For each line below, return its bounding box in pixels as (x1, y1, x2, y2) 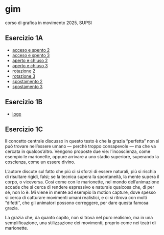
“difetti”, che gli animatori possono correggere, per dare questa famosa (5, 200, 149, 206)
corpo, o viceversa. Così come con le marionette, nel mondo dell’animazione (5, 179, 160, 185)
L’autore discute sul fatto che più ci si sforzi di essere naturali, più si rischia (5, 169, 156, 175)
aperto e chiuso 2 (12, 58, 48, 63)
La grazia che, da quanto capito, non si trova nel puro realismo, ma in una (5, 215, 153, 221)
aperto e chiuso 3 (12, 62, 48, 68)
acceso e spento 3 (12, 52, 50, 58)
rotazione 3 (12, 73, 36, 79)
